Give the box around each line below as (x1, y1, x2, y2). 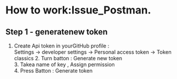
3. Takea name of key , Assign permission (13, 61, 115, 68)
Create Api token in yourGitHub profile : (13, 42, 110, 49)
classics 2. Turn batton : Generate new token (13, 55, 122, 61)
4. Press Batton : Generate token (13, 67, 93, 74)
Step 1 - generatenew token (5, 27, 108, 37)
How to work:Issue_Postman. (5, 4, 152, 17)
